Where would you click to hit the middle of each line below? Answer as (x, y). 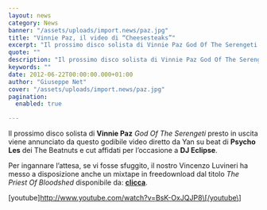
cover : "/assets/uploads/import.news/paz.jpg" (87, 89)
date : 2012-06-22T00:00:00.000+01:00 (71, 74)
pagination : (28, 97)
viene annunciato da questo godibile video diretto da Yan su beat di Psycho (132, 142)
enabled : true (39, 104)
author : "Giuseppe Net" (48, 82)
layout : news (30, 15)
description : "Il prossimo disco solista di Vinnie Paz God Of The (122, 60)
